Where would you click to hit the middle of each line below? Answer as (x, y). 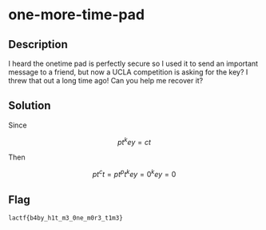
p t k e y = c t (134, 141)
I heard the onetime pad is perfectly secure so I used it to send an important (133, 63)
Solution (30, 106)
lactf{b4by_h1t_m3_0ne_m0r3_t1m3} (66, 218)
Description (38, 44)
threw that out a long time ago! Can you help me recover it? (106, 81)
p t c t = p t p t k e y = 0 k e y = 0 (134, 174)
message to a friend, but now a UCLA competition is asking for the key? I (128, 72)
